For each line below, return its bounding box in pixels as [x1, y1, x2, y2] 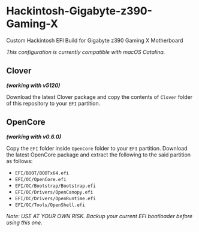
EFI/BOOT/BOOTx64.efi [14, 170, 69, 176]
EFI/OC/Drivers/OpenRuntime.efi [14, 195, 96, 201]
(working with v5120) [6, 82, 61, 89]
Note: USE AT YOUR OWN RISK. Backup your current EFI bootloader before [6, 212, 193, 219]
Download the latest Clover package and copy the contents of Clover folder [6, 93, 193, 100]
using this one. [6, 219, 43, 226]
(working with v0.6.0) [6, 133, 62, 140]
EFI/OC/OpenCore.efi [14, 176, 67, 182]
